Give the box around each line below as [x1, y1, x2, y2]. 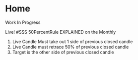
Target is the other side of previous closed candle [12, 49, 114, 55]
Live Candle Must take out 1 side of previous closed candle [12, 38, 133, 45]
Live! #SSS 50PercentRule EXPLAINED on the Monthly [5, 29, 116, 35]
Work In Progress [5, 19, 41, 25]
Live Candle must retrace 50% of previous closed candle [12, 44, 129, 50]
